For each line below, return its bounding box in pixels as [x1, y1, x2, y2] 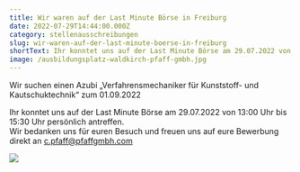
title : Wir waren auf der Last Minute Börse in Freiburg [9, 13, 227, 23]
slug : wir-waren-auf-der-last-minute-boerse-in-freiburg [9, 38, 227, 48]
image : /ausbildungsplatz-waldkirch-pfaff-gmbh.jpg [9, 55, 207, 64]
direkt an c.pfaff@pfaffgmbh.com [9, 136, 133, 146]
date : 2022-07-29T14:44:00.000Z [9, 22, 130, 31]
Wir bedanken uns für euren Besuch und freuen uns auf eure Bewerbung [9, 126, 279, 136]
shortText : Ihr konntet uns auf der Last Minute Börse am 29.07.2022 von [9, 47, 292, 56]
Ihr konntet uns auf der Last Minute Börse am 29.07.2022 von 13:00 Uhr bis [9, 107, 287, 117]
